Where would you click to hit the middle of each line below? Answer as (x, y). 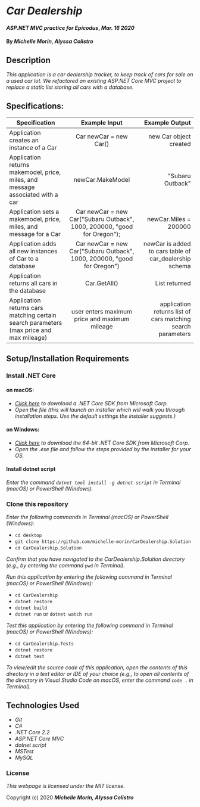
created (180, 144)
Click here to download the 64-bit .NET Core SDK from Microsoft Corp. (102, 443)
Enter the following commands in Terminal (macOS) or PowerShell (87, 517)
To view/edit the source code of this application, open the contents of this (97, 668)
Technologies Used (43, 705)
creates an (24, 140)
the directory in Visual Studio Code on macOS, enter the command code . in (100, 680)
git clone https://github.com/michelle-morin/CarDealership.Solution (103, 542)
